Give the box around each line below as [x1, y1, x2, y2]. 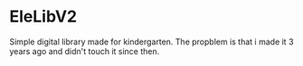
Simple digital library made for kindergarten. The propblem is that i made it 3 [9, 36, 294, 47]
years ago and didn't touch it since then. [9, 45, 160, 56]
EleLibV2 [9, 6, 78, 27]
